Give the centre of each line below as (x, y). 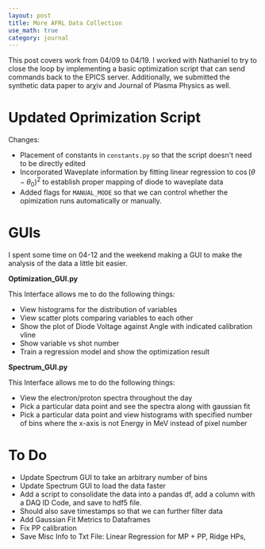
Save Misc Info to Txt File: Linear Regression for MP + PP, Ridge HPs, (132, 536)
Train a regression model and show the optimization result (115, 351)
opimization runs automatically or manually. (91, 200)
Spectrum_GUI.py (38, 367)
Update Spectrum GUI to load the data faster (93, 485)
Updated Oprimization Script (104, 118)
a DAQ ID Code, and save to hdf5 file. (81, 502)
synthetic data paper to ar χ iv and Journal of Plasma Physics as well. (120, 86)
